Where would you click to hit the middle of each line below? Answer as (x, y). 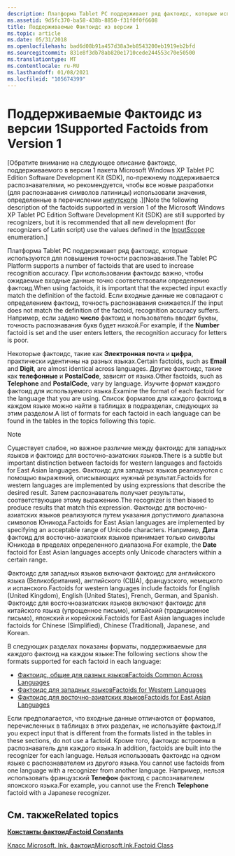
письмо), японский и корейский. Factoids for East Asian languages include (116, 618)
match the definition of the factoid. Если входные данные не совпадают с (115, 296)
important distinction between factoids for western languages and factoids (115, 463)
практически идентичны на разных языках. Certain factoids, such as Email (117, 361)
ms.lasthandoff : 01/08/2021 (48, 72)
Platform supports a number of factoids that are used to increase (101, 266)
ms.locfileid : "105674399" (47, 79)
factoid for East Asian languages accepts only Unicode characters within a (115, 552)
